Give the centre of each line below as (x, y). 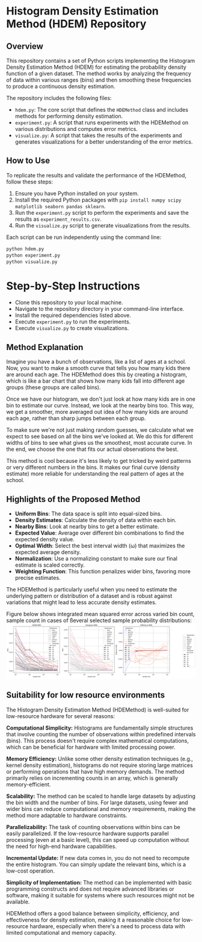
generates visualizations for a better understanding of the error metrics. (104, 142)
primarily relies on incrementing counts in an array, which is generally (92, 778)
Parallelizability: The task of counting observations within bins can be (93, 827)
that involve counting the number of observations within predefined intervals (101, 734)
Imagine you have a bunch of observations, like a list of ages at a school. (96, 362)
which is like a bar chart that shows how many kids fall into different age (96, 381)
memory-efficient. (29, 784)
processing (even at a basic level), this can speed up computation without (98, 839)
